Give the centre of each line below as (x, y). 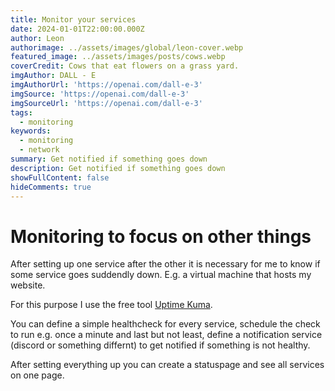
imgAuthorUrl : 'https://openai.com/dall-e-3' (106, 85)
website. (28, 285)
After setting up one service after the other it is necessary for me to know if (165, 264)
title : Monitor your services (73, 19)
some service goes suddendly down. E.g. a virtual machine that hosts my (161, 275)
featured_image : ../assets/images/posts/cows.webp (118, 57)
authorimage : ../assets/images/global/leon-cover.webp (127, 47)
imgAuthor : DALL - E (53, 76)
